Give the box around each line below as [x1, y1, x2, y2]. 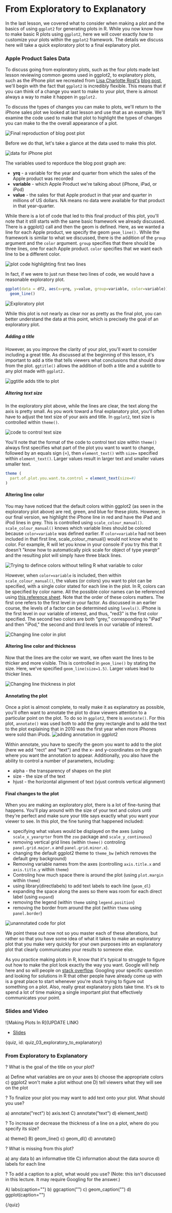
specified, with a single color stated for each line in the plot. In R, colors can [5, 583, 165, 589]
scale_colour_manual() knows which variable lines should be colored [5, 525, 151, 531]
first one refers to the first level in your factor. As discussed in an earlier [5, 599, 157, 605]
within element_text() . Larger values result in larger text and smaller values [5, 455, 164, 461]
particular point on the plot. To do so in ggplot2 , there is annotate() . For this [5, 715, 165, 721]
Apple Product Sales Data [5, 55, 71, 62]
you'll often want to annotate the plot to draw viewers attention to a [5, 709, 147, 716]
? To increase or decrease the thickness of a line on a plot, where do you [5, 1120, 159, 1126]
